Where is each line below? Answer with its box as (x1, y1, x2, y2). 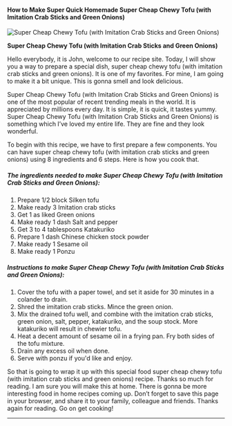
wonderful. (7, 127, 38, 136)
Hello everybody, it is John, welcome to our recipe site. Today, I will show (7, 55, 216, 64)
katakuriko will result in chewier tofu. (17, 325, 122, 333)
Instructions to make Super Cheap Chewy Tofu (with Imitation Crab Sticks (7, 263, 224, 271)
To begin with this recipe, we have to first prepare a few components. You (7, 140, 217, 149)
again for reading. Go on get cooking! (7, 405, 114, 413)
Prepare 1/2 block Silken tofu (17, 196, 99, 204)
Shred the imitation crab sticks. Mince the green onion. (17, 303, 174, 311)
